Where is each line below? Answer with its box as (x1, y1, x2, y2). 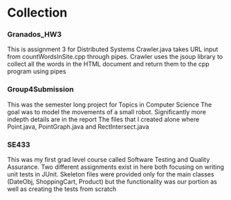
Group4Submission (7, 84, 74, 94)
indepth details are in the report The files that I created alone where (7, 115, 200, 123)
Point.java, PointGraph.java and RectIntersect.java (7, 122, 149, 131)
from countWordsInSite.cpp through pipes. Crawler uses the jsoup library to (7, 53, 223, 61)
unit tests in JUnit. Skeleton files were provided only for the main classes (7, 170, 214, 179)
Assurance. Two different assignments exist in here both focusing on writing (7, 163, 225, 171)
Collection (7, 5, 68, 21)
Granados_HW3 (7, 30, 62, 39)
